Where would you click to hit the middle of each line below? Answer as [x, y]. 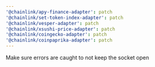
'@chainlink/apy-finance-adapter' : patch [59, 12]
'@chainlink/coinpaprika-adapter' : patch [59, 40]
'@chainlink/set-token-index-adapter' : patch [64, 18]
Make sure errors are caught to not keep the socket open [77, 58]
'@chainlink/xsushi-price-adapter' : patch [60, 29]
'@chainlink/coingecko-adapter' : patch [56, 35]
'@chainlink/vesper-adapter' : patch [52, 23]
